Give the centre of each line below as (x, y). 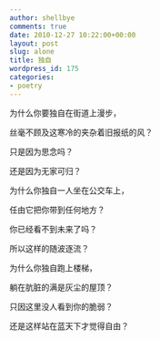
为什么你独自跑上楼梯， (53, 268)
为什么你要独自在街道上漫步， (65, 113)
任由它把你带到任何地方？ (57, 210)
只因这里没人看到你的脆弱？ (61, 306)
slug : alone (32, 52)
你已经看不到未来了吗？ (53, 229)
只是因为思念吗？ (41, 151)
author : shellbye (42, 18)
